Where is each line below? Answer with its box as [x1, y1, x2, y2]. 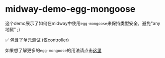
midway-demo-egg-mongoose [5, 3, 136, 15]
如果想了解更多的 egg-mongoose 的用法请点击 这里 [5, 47, 102, 53]
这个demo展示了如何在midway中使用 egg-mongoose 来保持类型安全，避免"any [5, 20, 161, 26]
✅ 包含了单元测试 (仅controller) [5, 37, 69, 43]
